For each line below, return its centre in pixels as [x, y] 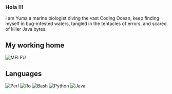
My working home [35, 45]
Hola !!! [15, 7]
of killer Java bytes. [26, 29]
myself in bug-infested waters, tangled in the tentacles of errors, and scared [86, 24]
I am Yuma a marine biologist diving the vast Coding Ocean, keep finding [82, 18]
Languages [24, 73]
